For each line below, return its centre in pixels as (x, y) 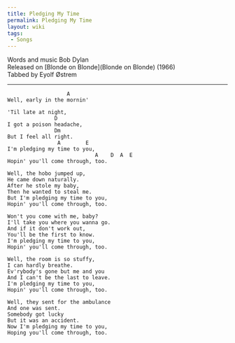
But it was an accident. (43, 321)
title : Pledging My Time (43, 14)
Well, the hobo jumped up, (47, 174)
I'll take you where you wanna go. (59, 223)
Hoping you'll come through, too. (58, 333)
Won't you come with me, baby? (53, 217)
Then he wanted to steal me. (50, 192)
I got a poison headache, (45, 125)
